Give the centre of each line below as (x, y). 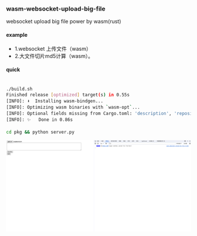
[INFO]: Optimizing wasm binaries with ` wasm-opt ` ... (73, 107)
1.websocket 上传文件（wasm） (53, 48)
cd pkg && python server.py (40, 132)
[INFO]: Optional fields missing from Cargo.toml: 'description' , (89, 114)
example (17, 34)
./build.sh (19, 89)
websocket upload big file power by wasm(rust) (64, 22)
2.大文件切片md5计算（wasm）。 (54, 56)
